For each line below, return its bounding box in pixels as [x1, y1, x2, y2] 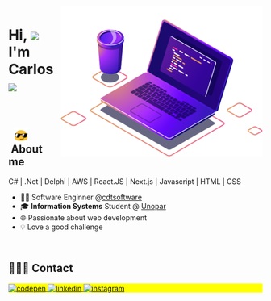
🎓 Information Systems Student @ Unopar [19, 201, 167, 211]
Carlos [8, 61, 54, 78]
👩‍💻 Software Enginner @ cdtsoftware [19, 192, 143, 202]
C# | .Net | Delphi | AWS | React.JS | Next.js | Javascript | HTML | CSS [8, 176, 242, 186]
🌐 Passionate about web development [19, 212, 148, 223]
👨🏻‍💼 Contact [8, 261, 73, 275]
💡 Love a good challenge [19, 222, 103, 232]
